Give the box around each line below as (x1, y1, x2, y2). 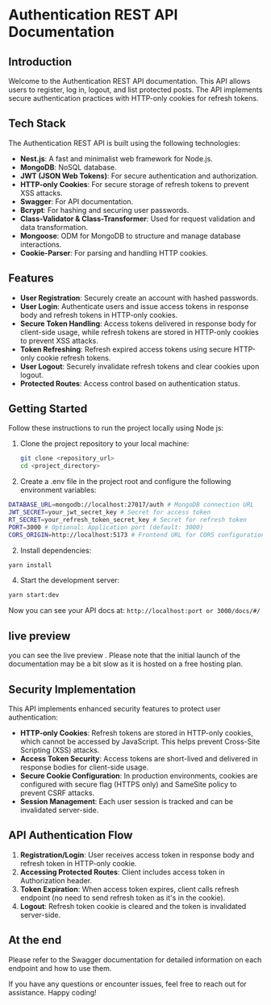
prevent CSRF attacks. (19, 788, 95, 798)
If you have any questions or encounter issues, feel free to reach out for (8, 978, 248, 989)
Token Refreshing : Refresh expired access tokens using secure (19, 344, 232, 354)
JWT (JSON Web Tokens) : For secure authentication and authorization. (19, 171, 259, 181)
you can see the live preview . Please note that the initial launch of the (8, 651, 240, 661)
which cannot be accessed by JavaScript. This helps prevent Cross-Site (19, 736, 261, 746)
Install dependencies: (19, 545, 92, 555)
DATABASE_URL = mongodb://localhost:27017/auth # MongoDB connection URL (8, 501, 254, 509)
